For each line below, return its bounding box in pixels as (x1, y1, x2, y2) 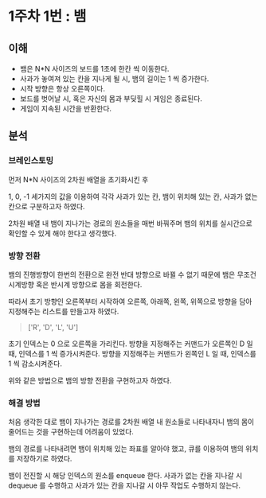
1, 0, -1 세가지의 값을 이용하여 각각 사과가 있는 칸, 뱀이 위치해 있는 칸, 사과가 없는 (8, 192, 258, 201)
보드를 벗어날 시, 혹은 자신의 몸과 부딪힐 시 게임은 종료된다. (19, 94, 203, 103)
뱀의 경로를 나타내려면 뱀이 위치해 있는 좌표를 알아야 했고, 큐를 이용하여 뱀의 (8, 444, 244, 453)
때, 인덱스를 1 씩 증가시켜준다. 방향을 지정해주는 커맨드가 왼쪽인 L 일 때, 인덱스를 (8, 348, 256, 358)
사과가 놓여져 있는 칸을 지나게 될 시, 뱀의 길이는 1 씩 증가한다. (19, 74, 209, 84)
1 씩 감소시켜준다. (8, 359, 62, 368)
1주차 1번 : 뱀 (8, 7, 87, 25)
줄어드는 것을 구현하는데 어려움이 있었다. (8, 427, 134, 437)
